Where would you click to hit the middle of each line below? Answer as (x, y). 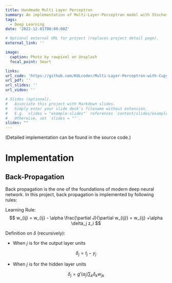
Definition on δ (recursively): (35, 233)
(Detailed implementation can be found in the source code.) (68, 137)
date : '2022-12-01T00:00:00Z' (38, 29)
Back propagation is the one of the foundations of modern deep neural (80, 189)
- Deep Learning (27, 24)
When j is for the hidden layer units (49, 264)
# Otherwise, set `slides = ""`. (43, 118)
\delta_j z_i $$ (86, 223)
